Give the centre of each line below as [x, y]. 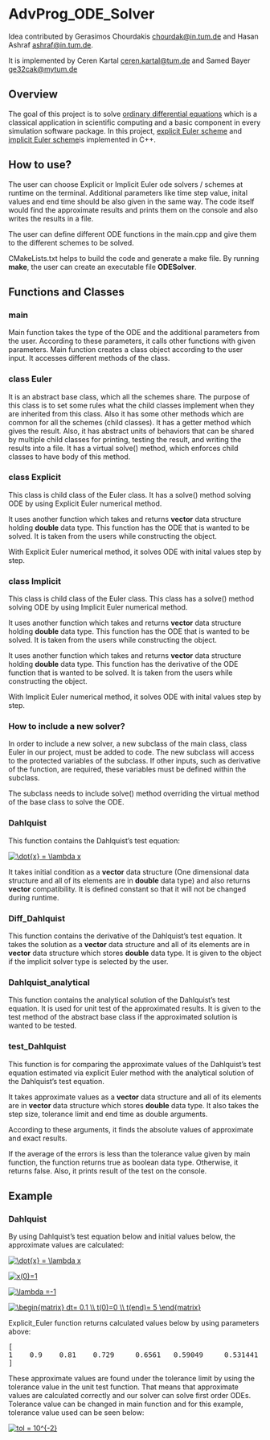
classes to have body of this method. [70, 457]
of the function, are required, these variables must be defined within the [127, 769]
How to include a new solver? [67, 726]
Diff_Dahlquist [37, 918]
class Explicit [35, 478]
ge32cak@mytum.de [43, 68]
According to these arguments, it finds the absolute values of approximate [131, 1129]
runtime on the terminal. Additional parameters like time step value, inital [128, 192]
